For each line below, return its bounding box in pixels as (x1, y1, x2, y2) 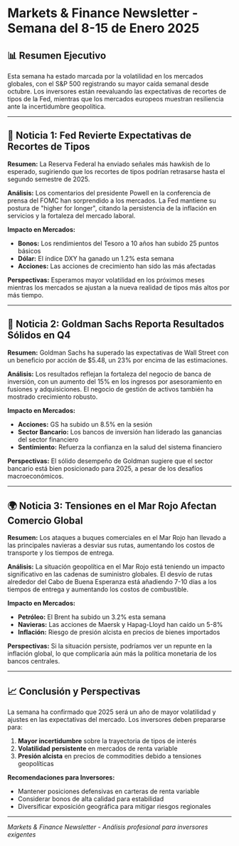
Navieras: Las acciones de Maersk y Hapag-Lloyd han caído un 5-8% (17, 621, 223, 629)
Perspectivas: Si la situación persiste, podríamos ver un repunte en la (7, 642, 212, 651)
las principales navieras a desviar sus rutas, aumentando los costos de (7, 541, 215, 550)
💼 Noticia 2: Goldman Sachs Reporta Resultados (7, 318, 225, 330)
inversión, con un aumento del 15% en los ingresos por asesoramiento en (7, 377, 223, 386)
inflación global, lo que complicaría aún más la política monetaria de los (7, 649, 217, 658)
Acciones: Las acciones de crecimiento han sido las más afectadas (17, 262, 216, 270)
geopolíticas (17, 760, 55, 768)
